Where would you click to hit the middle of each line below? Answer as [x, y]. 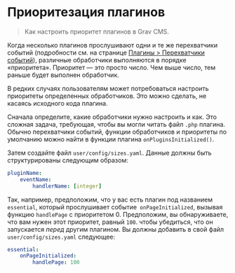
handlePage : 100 [56, 262]
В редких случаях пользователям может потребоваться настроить [108, 88]
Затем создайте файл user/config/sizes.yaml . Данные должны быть [109, 153]
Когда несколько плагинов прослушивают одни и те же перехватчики [113, 45]
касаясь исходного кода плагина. [58, 103]
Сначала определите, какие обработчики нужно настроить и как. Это [112, 117]
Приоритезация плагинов [86, 12]
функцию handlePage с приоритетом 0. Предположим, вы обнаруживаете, [118, 214]
